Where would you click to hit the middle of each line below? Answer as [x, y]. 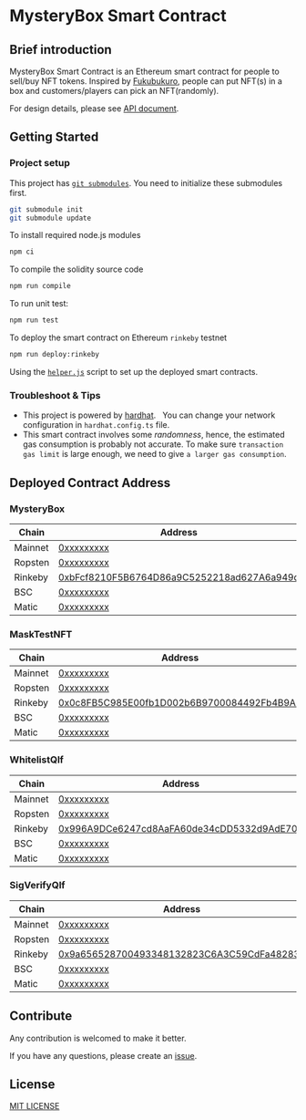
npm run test [34, 320]
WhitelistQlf [36, 760]
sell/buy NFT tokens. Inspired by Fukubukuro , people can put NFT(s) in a [146, 81]
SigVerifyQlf [37, 886]
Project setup [40, 163]
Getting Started [54, 137]
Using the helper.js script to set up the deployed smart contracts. [134, 371]
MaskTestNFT [41, 634]
